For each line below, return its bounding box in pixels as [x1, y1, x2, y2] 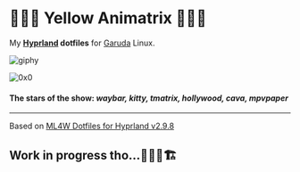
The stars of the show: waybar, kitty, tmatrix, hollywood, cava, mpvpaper [9, 93, 288, 103]
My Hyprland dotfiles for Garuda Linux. [9, 37, 155, 48]
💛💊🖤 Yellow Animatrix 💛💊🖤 [9, 8, 207, 29]
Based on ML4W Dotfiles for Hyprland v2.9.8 [9, 120, 175, 132]
